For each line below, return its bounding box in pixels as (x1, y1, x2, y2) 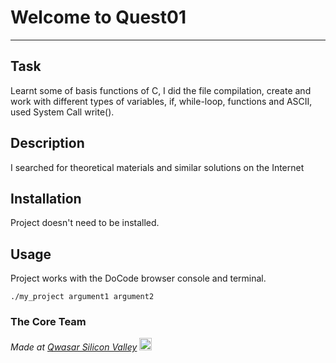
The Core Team (10, 315, 87, 329)
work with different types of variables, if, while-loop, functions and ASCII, (10, 95, 313, 107)
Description (10, 135, 85, 152)
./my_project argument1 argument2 (10, 292, 155, 302)
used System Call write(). (10, 106, 115, 118)
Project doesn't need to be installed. (10, 217, 160, 229)
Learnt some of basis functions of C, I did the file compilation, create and (10, 84, 312, 96)
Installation (10, 190, 82, 207)
